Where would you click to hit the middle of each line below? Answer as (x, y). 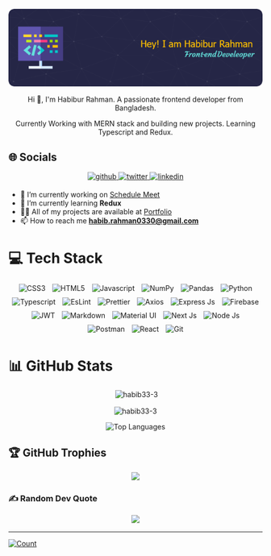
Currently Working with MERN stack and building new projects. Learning (135, 123)
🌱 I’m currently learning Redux (71, 203)
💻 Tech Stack (56, 258)
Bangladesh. (135, 108)
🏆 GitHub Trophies (58, 453)
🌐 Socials (33, 158)
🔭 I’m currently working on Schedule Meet (90, 195)
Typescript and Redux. (135, 132)
